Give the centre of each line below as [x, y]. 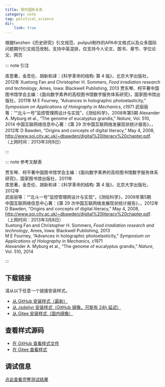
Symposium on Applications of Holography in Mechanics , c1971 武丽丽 [77, 107]
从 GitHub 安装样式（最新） [40, 301]
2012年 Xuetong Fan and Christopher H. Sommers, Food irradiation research [83, 82]
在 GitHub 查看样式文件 [36, 343]
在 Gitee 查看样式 [30, 349]
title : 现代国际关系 [24, 10]
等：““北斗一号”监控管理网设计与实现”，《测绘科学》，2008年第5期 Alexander [82, 113]
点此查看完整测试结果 [27, 379]
